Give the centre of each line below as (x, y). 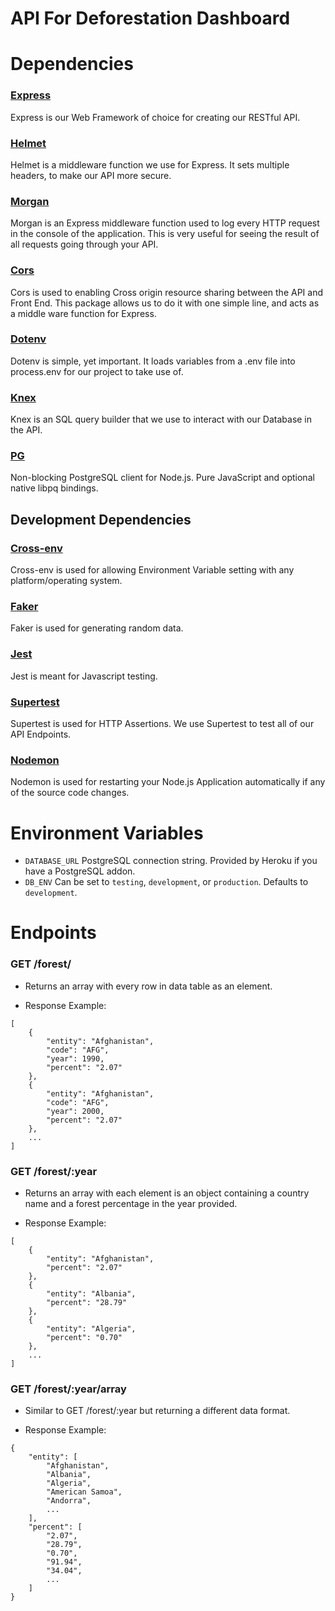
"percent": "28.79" (87, 1303)
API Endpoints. (41, 734)
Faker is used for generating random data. (97, 628)
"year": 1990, (75, 1058)
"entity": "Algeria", (91, 1329)
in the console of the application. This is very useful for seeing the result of (165, 234)
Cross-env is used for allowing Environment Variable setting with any (152, 570)
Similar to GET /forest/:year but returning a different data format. (157, 1411)
